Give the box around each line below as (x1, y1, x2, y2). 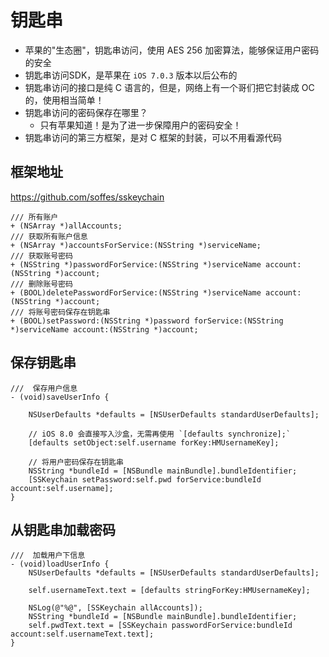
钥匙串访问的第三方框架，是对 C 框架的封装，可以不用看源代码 (24, 131, 282, 143)
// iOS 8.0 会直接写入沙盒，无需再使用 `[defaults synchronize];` (28, 429, 292, 439)
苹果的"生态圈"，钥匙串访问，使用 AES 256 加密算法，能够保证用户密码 (24, 44, 320, 56)
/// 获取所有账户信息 (10, 231, 88, 241)
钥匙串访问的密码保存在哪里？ (24, 106, 148, 118)
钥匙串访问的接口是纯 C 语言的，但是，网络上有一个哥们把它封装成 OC (24, 81, 315, 93)
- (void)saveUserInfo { (10, 392, 110, 402)
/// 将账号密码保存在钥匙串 (10, 307, 111, 317)
